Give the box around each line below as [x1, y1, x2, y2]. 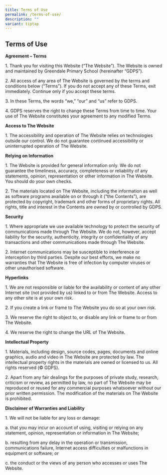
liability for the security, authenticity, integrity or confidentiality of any [5, 234, 148, 240]
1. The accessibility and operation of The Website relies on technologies [5, 132, 153, 138]
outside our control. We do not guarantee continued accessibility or [5, 138, 144, 144]
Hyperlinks [5, 274, 29, 280]
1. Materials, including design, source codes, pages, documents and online [5, 348, 159, 355]
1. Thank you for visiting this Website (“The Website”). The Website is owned [5, 63, 163, 69]
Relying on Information [5, 153, 54, 159]
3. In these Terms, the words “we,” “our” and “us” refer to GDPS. [5, 98, 138, 104]
